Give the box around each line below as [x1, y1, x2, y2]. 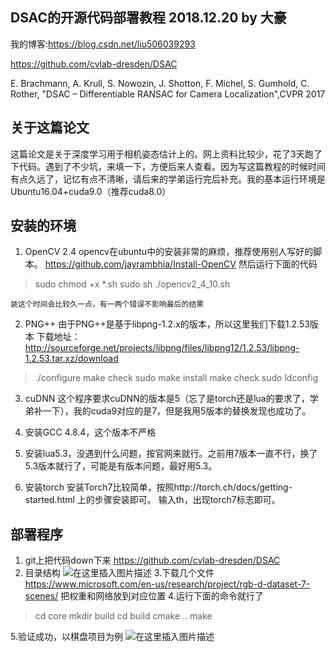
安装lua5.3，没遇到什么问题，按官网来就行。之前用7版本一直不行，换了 [24, 448, 318, 460]
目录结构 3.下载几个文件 [24, 567, 215, 579]
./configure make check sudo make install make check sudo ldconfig [34, 372, 319, 384]
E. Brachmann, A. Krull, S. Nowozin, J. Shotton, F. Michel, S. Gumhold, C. [10, 77, 310, 89]
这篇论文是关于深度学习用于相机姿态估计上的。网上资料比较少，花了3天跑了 [10, 148, 323, 160]
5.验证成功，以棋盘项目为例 [10, 631, 123, 643]
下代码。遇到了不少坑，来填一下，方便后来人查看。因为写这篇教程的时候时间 [10, 160, 326, 172]
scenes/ [24, 590, 59, 602]
